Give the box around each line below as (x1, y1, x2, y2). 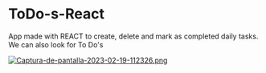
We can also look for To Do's (8, 39, 104, 49)
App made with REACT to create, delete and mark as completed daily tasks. (8, 31, 259, 41)
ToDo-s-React (8, 5, 104, 23)
